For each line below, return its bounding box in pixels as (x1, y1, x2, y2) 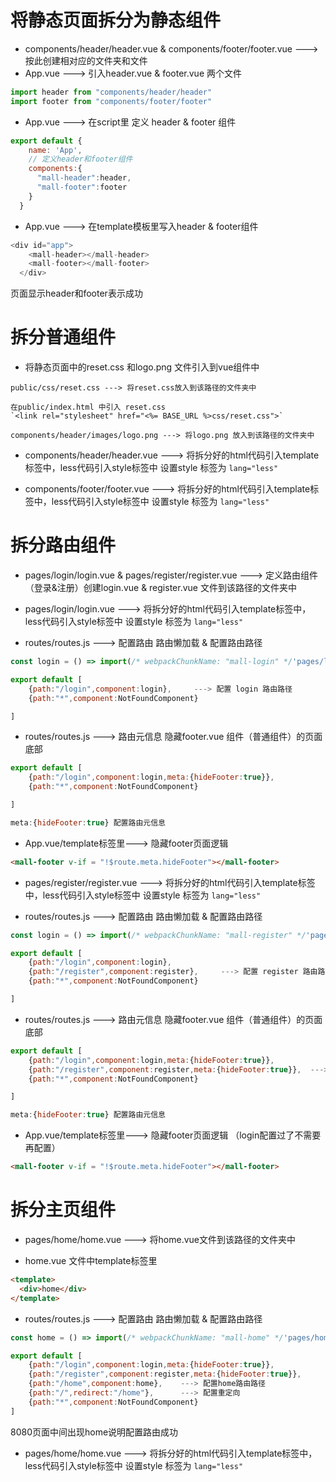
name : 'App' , (28, 145, 83, 155)
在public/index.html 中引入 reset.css (10, 402, 167, 413)
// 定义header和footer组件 (28, 154, 133, 165)
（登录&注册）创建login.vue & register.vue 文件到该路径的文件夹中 (24, 582, 297, 594)
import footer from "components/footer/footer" (10, 96, 213, 106)
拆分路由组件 (10, 534, 117, 557)
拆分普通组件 (10, 326, 117, 349)
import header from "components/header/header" (10, 87, 213, 97)
